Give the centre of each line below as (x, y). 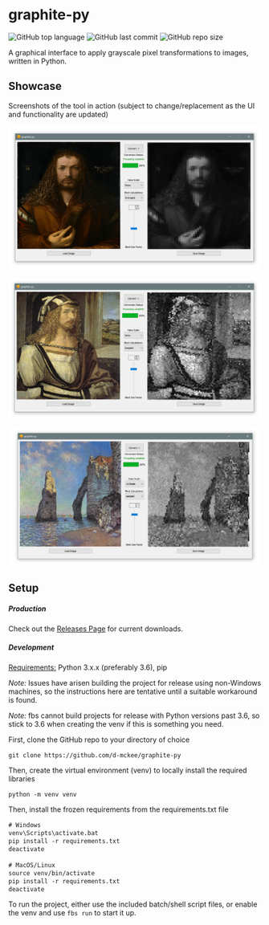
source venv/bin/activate (51, 874)
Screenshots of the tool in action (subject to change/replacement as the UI (132, 105)
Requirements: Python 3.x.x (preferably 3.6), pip (88, 667)
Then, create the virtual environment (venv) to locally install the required (128, 770)
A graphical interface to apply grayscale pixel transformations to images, (128, 52)
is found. (23, 700)
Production (27, 609)
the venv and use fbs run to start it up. (72, 913)
